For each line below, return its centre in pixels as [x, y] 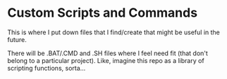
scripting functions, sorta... [47, 68]
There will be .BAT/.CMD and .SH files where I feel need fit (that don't [108, 53]
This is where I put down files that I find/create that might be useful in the [114, 32]
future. [17, 39]
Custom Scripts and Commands [103, 13]
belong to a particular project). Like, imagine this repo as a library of [106, 60]
